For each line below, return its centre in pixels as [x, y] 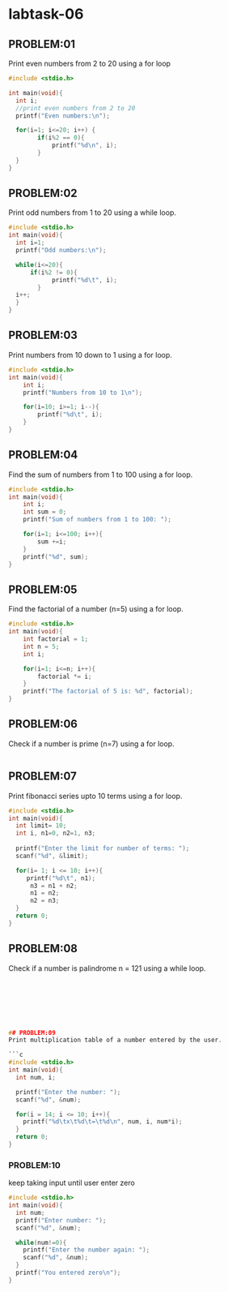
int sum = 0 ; [45, 512]
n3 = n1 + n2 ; [54, 886]
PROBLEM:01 [42, 44]
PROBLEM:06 [43, 724]
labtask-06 [46, 14]
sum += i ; [52, 541]
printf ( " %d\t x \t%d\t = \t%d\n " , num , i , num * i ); [103, 1122]
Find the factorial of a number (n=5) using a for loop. [96, 609]
